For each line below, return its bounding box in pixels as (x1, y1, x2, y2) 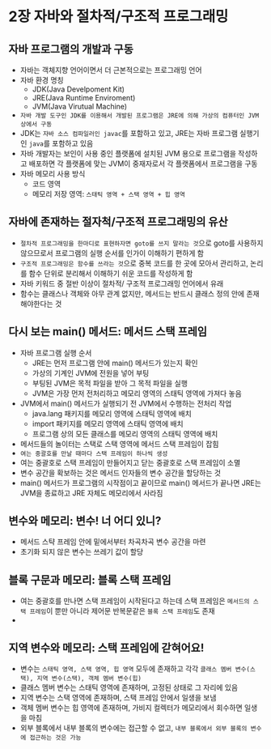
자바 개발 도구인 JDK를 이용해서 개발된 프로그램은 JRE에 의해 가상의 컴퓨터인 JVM (19, 112, 260, 120)
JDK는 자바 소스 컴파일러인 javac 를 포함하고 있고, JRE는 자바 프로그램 (19, 129, 239, 138)
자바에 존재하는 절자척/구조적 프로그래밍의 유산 (8, 215, 228, 229)
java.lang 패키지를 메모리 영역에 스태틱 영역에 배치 (32, 408, 192, 418)
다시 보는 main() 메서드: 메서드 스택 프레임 (8, 325, 208, 338)
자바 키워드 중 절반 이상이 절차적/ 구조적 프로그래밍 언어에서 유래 (19, 279, 224, 288)
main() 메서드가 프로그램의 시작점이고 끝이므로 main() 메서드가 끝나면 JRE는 (19, 478, 261, 487)
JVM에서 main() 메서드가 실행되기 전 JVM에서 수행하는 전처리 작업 (19, 398, 232, 408)
